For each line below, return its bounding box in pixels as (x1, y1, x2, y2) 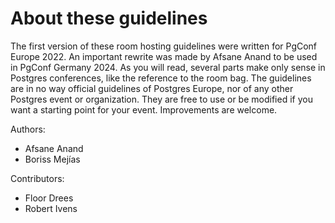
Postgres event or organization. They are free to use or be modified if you (10, 93, 313, 105)
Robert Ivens (24, 202, 78, 214)
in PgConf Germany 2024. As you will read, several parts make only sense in (10, 61, 326, 73)
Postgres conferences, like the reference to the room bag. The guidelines (10, 72, 312, 84)
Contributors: (10, 172, 65, 184)
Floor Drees (24, 192, 74, 204)
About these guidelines (10, 7, 208, 30)
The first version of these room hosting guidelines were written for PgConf (10, 40, 318, 52)
